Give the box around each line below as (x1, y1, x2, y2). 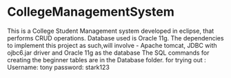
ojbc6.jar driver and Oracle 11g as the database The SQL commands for (7, 49, 210, 57)
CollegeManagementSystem (7, 4, 174, 20)
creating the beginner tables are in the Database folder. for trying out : (7, 55, 206, 64)
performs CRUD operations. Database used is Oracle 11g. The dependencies (7, 34, 224, 42)
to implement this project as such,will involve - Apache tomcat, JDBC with (7, 41, 217, 49)
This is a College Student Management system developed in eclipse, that (7, 27, 214, 35)
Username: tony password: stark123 (7, 63, 110, 71)
